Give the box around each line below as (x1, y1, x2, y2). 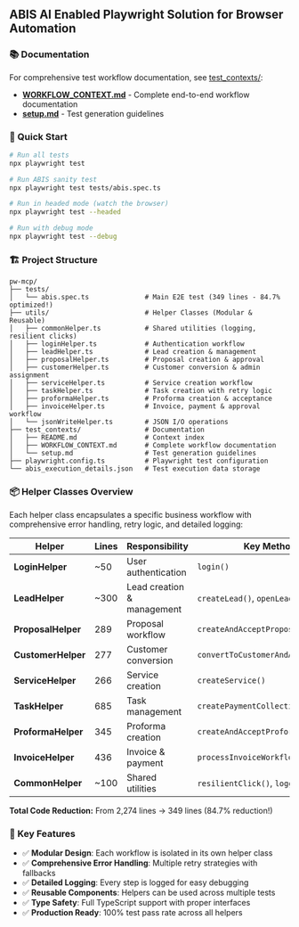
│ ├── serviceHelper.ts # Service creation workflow (9, 379, 253, 388)
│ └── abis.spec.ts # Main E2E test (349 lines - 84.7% (9, 293, 280, 302)
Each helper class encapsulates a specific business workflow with (9, 509, 252, 520)
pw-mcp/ (9, 277, 38, 286)
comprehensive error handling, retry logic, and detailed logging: (9, 519, 243, 529)
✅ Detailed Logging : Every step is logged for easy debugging (21, 877, 249, 888)
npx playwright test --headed (9, 208, 122, 217)
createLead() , (197, 592, 255, 604)
